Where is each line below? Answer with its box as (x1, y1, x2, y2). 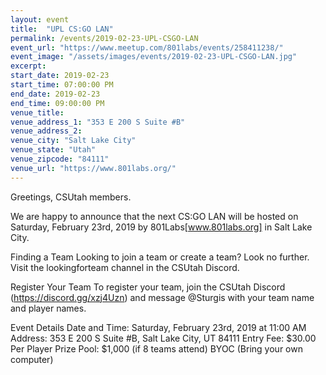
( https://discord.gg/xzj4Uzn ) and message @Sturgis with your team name (10, 291, 315, 303)
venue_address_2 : (10, 126, 83, 136)
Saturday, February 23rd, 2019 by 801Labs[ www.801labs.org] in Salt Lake (10, 221, 313, 233)
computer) (10, 353, 54, 365)
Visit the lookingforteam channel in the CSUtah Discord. (10, 261, 240, 273)
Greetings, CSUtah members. (10, 191, 132, 203)
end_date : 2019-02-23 (10, 89, 101, 99)
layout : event (10, 14, 70, 25)
